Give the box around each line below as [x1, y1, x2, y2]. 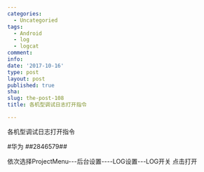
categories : [7, 10, 42, 17]
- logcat [13, 43, 39, 50]
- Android [13, 29, 42, 37]
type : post [7, 69, 39, 76]
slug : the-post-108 [7, 95, 64, 102]
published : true [7, 82, 55, 89]
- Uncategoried [13, 17, 58, 24]
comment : [7, 50, 33, 57]
